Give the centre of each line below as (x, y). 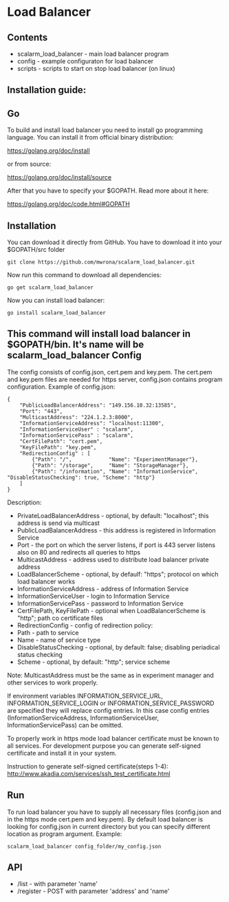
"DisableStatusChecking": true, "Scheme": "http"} (81, 477)
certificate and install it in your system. (62, 753)
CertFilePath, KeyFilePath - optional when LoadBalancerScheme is (111, 610)
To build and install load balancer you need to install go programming (105, 130)
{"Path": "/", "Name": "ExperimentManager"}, (115, 459)
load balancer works (46, 581)
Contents (28, 37)
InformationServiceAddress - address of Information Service (103, 588)
